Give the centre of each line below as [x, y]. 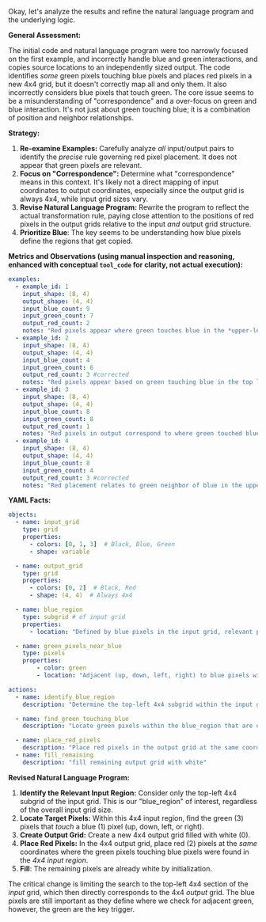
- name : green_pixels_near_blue [69, 646]
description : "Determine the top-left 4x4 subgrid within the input [138, 704]
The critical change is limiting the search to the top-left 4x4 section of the [128, 884]
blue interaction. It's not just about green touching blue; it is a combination [129, 109]
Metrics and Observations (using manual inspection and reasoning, [122, 256]
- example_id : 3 [42, 390]
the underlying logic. [42, 20]
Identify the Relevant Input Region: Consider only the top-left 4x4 [128, 793]
